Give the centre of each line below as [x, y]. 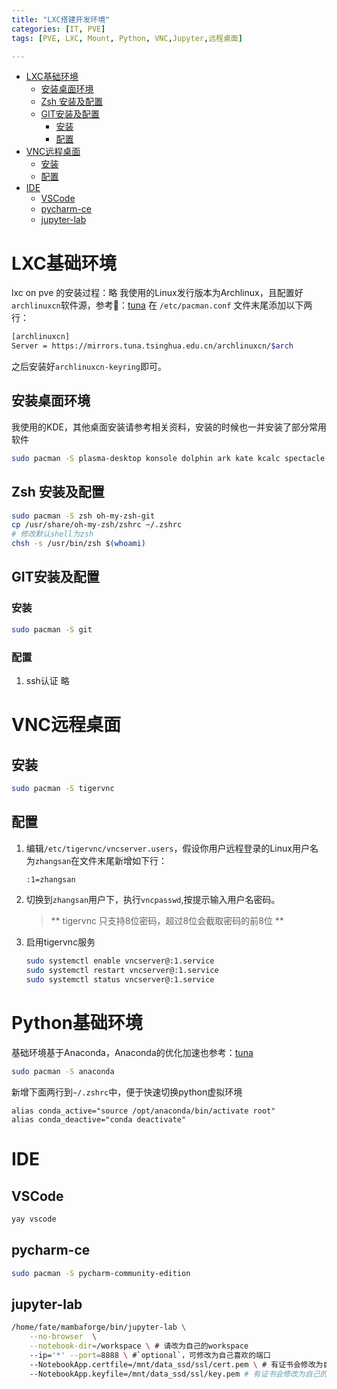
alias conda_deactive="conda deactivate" [99, 1119]
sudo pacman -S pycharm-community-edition [101, 1273]
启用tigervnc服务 [60, 942]
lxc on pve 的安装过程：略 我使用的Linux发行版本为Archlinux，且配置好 [157, 293]
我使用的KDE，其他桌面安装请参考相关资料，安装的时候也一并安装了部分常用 [169, 427]
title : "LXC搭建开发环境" [61, 19]
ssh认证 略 [47, 680]
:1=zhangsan [50, 879]
